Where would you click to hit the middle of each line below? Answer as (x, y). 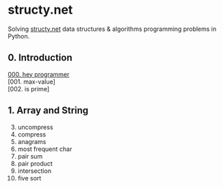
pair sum (30, 156)
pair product (35, 163)
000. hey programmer (39, 74)
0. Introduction (40, 58)
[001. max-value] (31, 82)
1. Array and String (48, 111)
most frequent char (45, 149)
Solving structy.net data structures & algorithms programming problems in (112, 29)
